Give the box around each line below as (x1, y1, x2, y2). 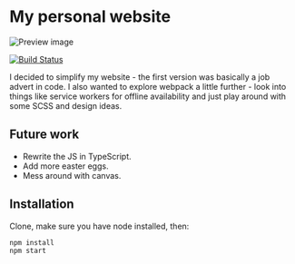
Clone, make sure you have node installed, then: (9, 220, 190, 231)
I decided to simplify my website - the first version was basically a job (9, 71, 270, 83)
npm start (9, 246, 47, 255)
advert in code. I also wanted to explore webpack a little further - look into (9, 81, 287, 92)
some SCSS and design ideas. (9, 100, 123, 111)
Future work (9, 127, 80, 142)
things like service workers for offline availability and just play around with (9, 91, 287, 102)
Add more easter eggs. (22, 161, 109, 171)
